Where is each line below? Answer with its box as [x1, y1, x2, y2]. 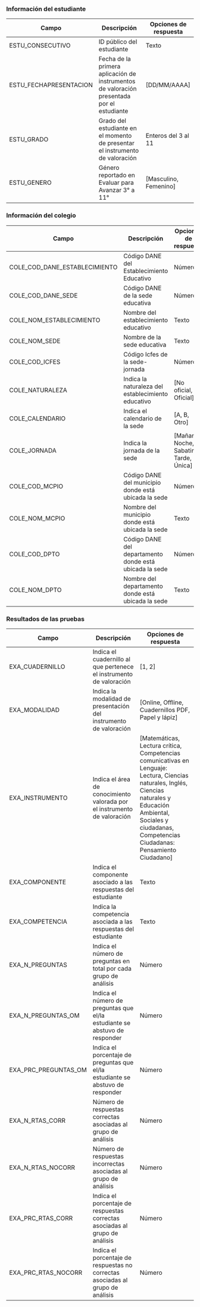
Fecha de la [98, 55, 131, 63]
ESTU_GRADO [9, 135, 49, 144]
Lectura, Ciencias [139, 771, 189, 779]
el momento [98, 132, 132, 140]
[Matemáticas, [139, 734, 180, 742]
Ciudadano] [139, 853, 173, 862]
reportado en [98, 171, 136, 179]
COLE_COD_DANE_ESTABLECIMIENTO [9, 263, 118, 271]
